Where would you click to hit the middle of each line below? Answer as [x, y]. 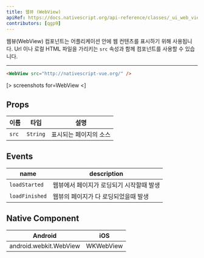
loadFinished [28, 196]
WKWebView [104, 246]
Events [20, 157]
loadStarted [27, 184]
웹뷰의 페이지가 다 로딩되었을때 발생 [100, 197]
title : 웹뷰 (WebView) [34, 12]
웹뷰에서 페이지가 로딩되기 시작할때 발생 [106, 185]
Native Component [43, 219]
